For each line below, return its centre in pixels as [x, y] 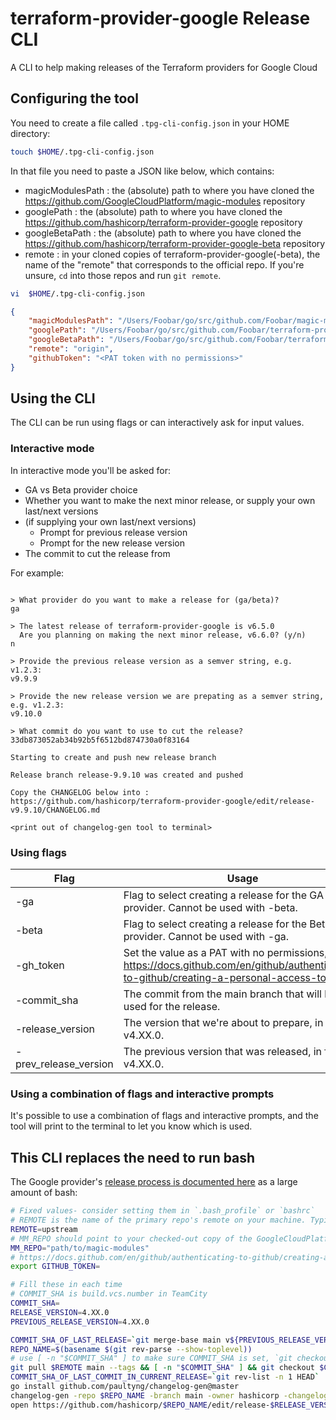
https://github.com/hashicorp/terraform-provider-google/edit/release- [162, 801]
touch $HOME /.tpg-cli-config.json [82, 152]
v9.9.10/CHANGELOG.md [55, 810]
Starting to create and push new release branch [113, 757]
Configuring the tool [74, 98]
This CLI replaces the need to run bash [133, 1157]
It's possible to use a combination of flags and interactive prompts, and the [164, 1116]
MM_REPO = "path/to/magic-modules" [80, 1248]
